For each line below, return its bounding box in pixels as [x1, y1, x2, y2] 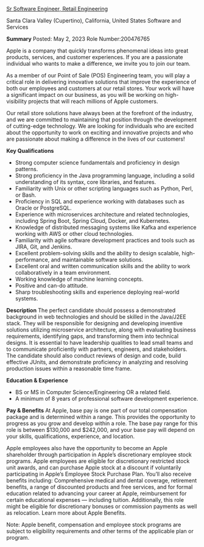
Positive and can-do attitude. [15, 282, 88, 289]
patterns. [15, 166, 38, 172]
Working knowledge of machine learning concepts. [15, 275, 144, 283]
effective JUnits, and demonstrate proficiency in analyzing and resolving [6, 359, 189, 365]
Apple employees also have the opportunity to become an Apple [6, 445, 167, 451]
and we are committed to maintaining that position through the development [6, 116, 197, 123]
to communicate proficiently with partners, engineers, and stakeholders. [6, 345, 188, 353]
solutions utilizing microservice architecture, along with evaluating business [6, 326, 196, 333]
